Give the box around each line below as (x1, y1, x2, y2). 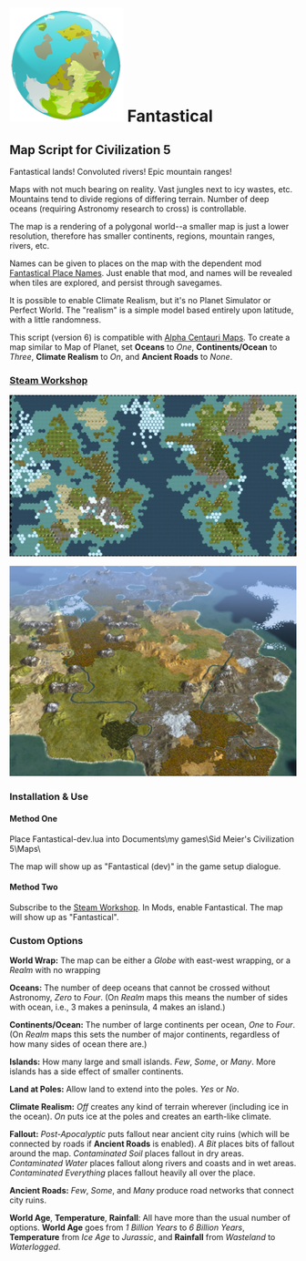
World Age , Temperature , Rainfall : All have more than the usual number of (9, 1213, 291, 1224)
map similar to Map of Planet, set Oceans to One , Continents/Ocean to (9, 342, 278, 353)
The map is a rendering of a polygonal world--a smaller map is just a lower (9, 221, 290, 231)
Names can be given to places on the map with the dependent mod (9, 258, 262, 269)
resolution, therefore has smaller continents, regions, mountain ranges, (9, 231, 276, 241)
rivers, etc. (9, 241, 50, 251)
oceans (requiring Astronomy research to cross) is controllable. (9, 203, 248, 214)
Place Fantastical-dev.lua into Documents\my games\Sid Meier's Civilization (9, 833, 294, 845)
